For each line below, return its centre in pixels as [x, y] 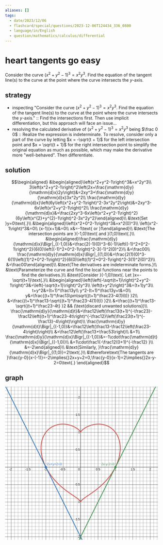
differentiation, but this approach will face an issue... [65, 123]
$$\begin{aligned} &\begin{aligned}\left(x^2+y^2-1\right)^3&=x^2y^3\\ [81, 182]
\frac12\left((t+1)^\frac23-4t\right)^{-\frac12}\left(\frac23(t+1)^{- [81, 316]
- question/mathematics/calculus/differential [57, 36]
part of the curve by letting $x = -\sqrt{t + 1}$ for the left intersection [81, 139]
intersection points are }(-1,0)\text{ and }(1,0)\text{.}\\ [81, 234]
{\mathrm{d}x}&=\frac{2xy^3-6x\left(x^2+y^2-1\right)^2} [81, 213]
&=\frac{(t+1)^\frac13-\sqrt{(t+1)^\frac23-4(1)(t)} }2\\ [59, 301]
